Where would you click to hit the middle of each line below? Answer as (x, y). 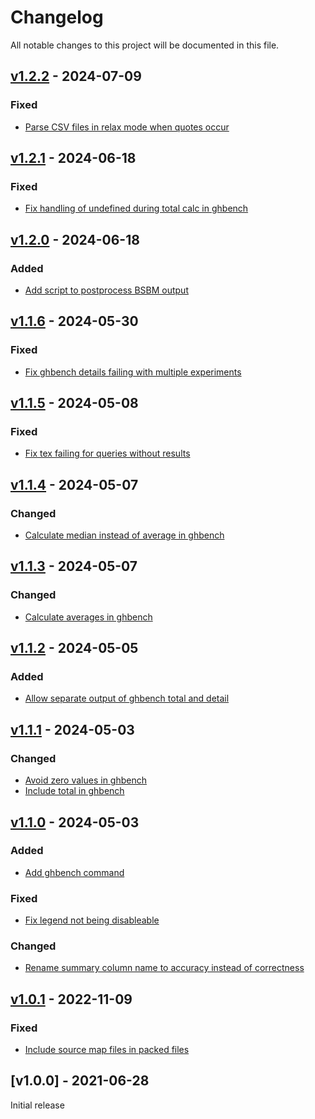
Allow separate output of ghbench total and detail (127, 698)
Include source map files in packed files (107, 1050)
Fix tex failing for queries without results (107, 453)
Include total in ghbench (74, 791)
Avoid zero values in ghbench (86, 780)
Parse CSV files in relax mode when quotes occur (127, 127)
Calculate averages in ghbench (88, 617)
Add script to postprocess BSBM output (106, 290)
